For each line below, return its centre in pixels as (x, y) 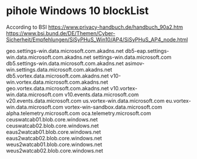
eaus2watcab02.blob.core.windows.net (54, 138)
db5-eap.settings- (147, 50)
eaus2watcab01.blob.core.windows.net (54, 132)
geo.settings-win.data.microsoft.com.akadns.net (65, 50)
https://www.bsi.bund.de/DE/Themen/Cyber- (61, 33)
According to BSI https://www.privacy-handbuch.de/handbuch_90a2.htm (95, 27)
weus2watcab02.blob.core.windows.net (55, 150)
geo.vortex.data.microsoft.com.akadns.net (58, 88)
